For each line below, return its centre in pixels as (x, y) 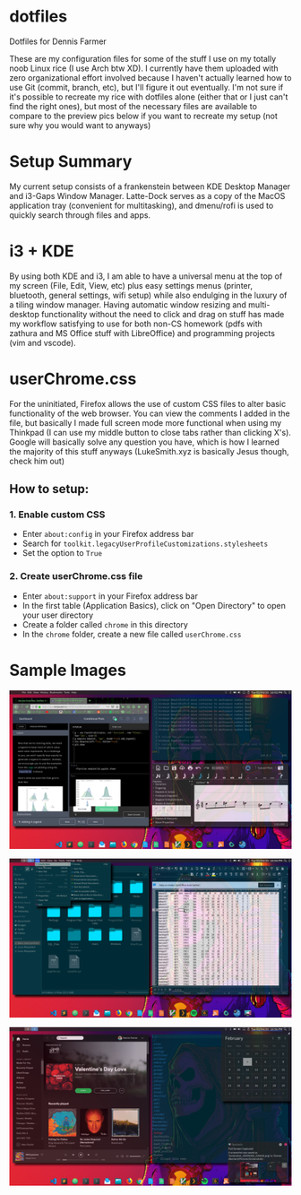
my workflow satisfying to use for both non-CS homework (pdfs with (136, 324)
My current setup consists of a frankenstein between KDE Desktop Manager (150, 186)
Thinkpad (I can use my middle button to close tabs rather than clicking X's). (150, 432)
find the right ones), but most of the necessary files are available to (133, 106)
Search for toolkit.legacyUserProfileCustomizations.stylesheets (145, 543)
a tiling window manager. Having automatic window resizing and (128, 304)
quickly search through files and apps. (80, 215)
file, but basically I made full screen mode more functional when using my (146, 422)
